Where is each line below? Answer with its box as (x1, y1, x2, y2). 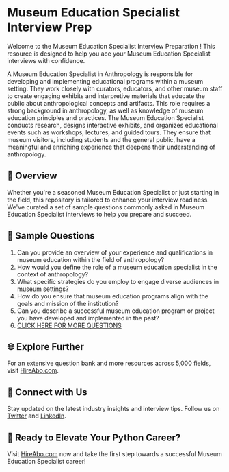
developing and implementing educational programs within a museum (7, 77, 204, 85)
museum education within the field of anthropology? (16, 255, 165, 263)
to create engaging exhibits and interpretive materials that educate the (7, 91, 205, 100)
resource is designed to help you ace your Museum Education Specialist (7, 49, 211, 58)
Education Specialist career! (7, 458, 87, 465)
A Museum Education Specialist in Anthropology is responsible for (7, 70, 193, 78)
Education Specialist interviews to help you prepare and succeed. (7, 210, 192, 218)
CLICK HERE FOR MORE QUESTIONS (16, 321, 122, 329)
